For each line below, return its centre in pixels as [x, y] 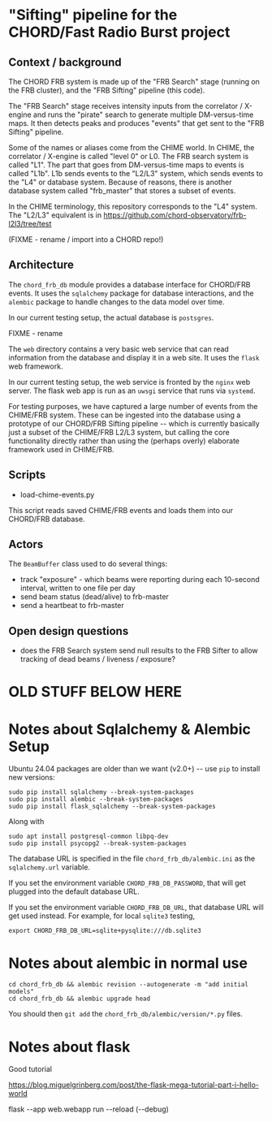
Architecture [41, 265]
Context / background [65, 62]
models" [22, 992]
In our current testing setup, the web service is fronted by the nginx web [130, 382]
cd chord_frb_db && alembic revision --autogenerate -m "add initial [129, 985]
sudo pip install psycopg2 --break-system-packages [97, 844]
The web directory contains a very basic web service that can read [119, 349]
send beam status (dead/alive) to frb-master [94, 597]
